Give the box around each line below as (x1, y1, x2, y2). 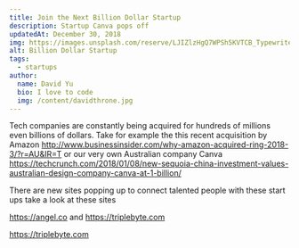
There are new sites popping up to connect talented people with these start (9, 185, 287, 196)
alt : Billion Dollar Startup (9, 46, 117, 55)
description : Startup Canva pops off (9, 21, 149, 30)
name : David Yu (17, 79, 74, 88)
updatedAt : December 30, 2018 (9, 29, 122, 38)
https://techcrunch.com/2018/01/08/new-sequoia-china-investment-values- (9, 158, 289, 169)
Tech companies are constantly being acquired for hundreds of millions (9, 120, 271, 131)
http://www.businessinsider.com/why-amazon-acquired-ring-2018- (41, 139, 289, 150)
